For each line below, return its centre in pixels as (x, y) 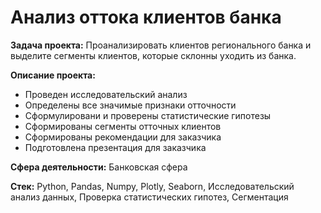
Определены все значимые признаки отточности (130, 105)
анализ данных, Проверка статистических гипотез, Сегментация (149, 197)
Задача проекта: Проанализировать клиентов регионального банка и (161, 45)
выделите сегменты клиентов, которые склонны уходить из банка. (153, 55)
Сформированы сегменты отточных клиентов (123, 126)
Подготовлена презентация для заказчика (115, 147)
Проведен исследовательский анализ (106, 94)
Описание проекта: (53, 75)
